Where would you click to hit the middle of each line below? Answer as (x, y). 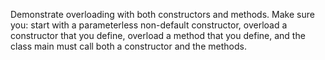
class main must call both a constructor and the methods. (128, 46)
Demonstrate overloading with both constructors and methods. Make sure (162, 14)
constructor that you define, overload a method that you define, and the (158, 35)
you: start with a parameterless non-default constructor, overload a (149, 25)
